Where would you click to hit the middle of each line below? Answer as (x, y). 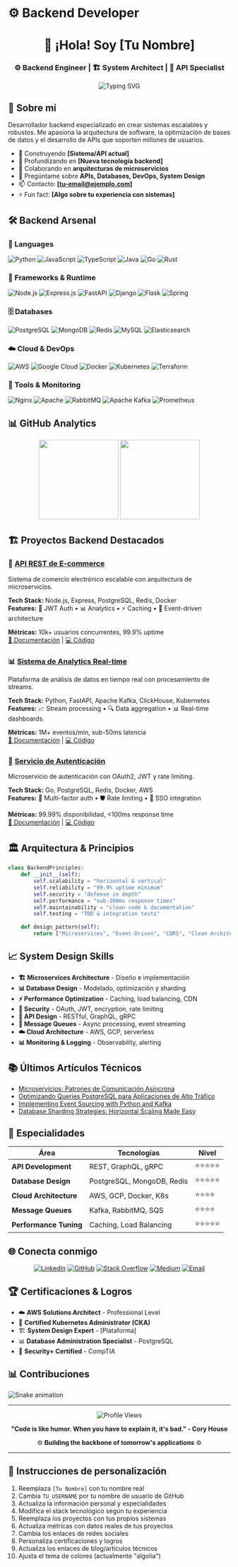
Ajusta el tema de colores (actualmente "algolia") (89, 1556)
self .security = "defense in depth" (87, 894)
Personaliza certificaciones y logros (70, 1541)
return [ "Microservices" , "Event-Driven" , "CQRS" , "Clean (120, 934)
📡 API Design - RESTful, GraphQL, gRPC (77, 1016)
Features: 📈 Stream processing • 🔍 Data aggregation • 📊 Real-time (108, 709)
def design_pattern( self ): (60, 927)
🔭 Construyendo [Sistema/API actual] (74, 154)
